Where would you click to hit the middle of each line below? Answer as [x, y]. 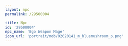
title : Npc [16, 23]
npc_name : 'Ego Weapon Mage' [35, 32]
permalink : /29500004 [27, 14]
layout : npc [17, 9]
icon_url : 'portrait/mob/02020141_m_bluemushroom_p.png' [64, 36]
